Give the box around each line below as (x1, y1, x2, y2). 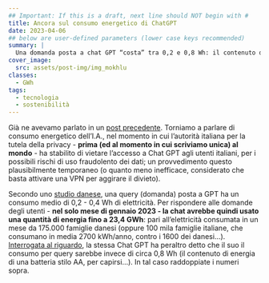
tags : (8, 86, 26, 94)
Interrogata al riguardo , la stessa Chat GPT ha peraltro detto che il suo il (8, 241, 245, 250)
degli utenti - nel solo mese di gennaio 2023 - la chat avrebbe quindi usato (8, 206, 259, 216)
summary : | (8, 42, 45, 50)
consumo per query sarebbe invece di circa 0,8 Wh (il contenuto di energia (8, 249, 256, 258)
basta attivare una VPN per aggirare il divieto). (8, 173, 161, 184)
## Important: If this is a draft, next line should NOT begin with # (8, 11, 249, 20)
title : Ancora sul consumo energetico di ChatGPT (8, 19, 178, 27)
